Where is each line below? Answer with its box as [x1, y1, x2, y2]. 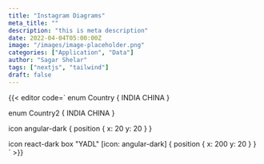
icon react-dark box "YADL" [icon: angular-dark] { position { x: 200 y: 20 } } [8, 139, 257, 148]
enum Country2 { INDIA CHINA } [8, 108, 115, 118]
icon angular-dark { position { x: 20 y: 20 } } [8, 123, 153, 133]
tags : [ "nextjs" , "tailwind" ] [8, 64, 110, 72]
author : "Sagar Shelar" [8, 57, 88, 64]
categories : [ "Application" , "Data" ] [8, 49, 134, 57]
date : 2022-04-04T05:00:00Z [8, 33, 102, 42]
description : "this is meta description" [8, 26, 149, 34]
